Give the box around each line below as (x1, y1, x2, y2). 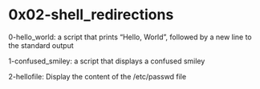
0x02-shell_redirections (8, 6, 174, 24)
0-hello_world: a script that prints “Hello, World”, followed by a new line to (8, 32, 253, 42)
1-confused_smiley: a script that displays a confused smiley (8, 56, 205, 66)
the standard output (8, 40, 74, 50)
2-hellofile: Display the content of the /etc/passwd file (8, 71, 187, 81)
